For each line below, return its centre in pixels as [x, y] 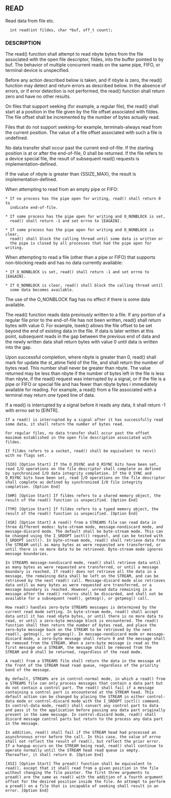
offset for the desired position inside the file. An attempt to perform [86, 782]
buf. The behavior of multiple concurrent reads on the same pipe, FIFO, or [83, 65]
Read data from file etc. [30, 20]
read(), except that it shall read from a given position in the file [82, 768]
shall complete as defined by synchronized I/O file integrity [74, 482]
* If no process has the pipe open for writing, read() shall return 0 [83, 199]
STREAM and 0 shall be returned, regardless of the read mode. [74, 652]
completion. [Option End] [33, 487]
